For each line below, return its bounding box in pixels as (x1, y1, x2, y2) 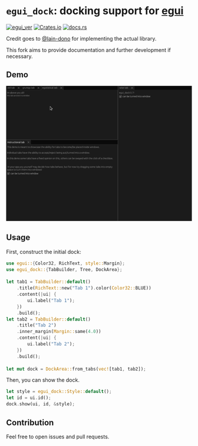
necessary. (6, 52, 34, 60)
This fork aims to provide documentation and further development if (6, 46, 171, 54)
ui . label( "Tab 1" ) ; (27, 298, 75, 303)
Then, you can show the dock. (6, 376, 80, 384)
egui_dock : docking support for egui (6, 4, 184, 18)
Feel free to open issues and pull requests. (6, 433, 110, 440)
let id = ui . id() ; (6, 395, 51, 401)
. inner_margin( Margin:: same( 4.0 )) (16, 329, 101, 335)
